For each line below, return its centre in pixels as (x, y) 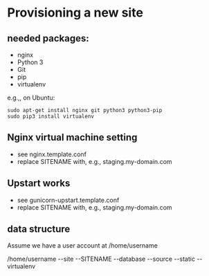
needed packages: (48, 38)
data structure (39, 229)
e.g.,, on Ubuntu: (31, 98)
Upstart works (39, 184)
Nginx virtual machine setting (72, 137)
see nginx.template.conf (52, 154)
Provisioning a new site (75, 13)
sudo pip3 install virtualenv (51, 116)
